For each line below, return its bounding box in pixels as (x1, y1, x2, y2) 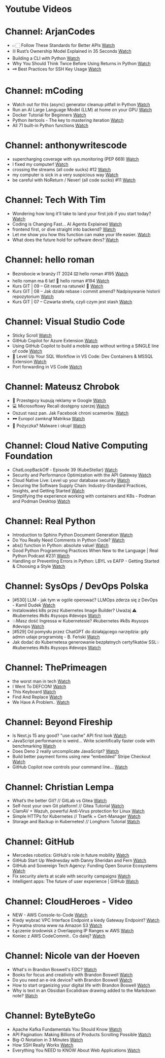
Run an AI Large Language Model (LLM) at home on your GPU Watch (12, 107, 152, 113)
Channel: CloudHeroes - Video (5, 896, 133, 907)
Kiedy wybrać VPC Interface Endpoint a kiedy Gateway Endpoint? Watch (12, 917, 160, 923)
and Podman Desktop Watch (12, 498, 70, 504)
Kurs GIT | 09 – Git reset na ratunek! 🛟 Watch (12, 283, 103, 289)
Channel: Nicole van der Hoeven (5, 950, 140, 961)
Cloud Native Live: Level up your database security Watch (12, 477, 130, 483)
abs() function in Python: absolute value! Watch (12, 542, 109, 548)
